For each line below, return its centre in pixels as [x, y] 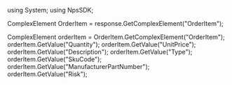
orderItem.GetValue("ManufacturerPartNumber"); [79, 67]
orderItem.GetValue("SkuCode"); [55, 59]
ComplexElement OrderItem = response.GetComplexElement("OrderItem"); [116, 23]
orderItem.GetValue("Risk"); [47, 74]
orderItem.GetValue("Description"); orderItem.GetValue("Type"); [100, 52]
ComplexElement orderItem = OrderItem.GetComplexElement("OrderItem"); [116, 37]
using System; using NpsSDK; [50, 10]
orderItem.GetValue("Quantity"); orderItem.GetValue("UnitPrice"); [102, 44]
